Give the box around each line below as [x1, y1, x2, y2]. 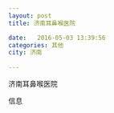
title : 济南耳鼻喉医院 [8, 19, 76, 27]
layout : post [8, 11, 52, 20]
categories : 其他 [8, 41, 64, 49]
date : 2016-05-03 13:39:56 [8, 34, 106, 42]
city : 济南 [8, 49, 43, 57]
